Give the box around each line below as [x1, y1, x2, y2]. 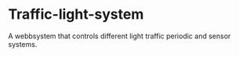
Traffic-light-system [8, 5, 144, 23]
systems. [8, 39, 38, 48]
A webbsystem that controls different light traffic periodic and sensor [8, 31, 231, 41]
